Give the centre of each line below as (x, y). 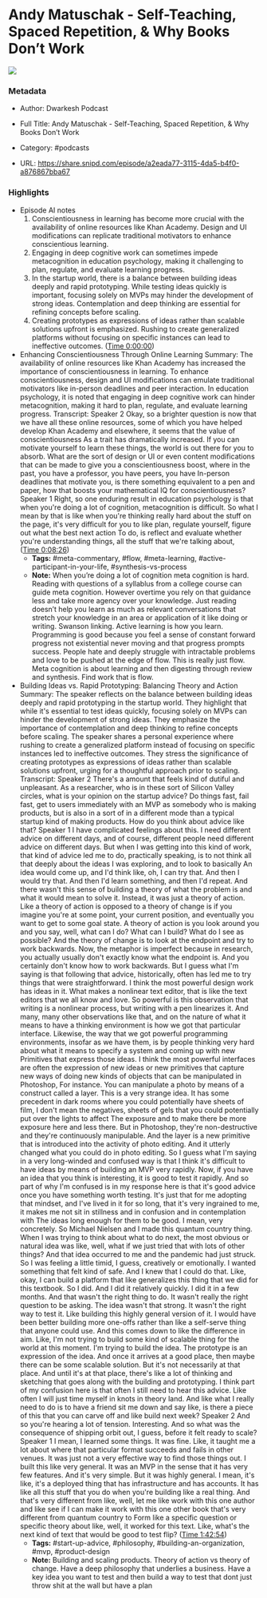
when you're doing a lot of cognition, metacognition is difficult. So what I (139, 507)
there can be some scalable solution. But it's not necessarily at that (130, 1365)
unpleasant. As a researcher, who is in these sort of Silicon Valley (127, 787)
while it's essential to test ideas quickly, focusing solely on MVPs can (133, 711)
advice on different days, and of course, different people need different (137, 838)
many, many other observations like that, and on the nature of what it (133, 1016)
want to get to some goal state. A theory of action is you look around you (139, 923)
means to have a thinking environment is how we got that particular (130, 1025)
